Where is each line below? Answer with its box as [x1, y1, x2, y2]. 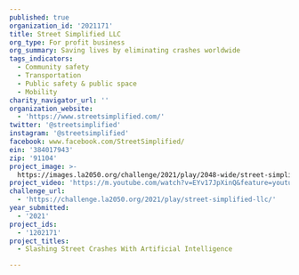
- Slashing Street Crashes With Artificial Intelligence [17, 245, 233, 254]
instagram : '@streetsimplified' [9, 129, 129, 138]
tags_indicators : [9, 54, 74, 63]
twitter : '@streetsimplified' [9, 121, 122, 130]
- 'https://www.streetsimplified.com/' [17, 112, 166, 121]
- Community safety [17, 63, 90, 72]
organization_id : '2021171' [9, 21, 114, 30]
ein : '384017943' [9, 145, 74, 154]
